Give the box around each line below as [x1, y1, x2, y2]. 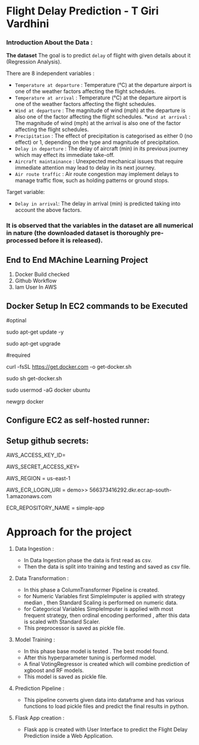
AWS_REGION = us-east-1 [6, 475, 71, 482]
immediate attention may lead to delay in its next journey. [14, 164, 156, 171]
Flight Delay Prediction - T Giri [6, 4, 159, 18]
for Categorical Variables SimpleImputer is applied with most [23, 605, 174, 613]
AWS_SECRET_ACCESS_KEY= [6, 463, 80, 471]
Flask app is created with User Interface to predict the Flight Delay [23, 726, 188, 733]
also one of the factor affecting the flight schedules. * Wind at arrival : [14, 113, 191, 120]
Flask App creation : [14, 714, 65, 722]
